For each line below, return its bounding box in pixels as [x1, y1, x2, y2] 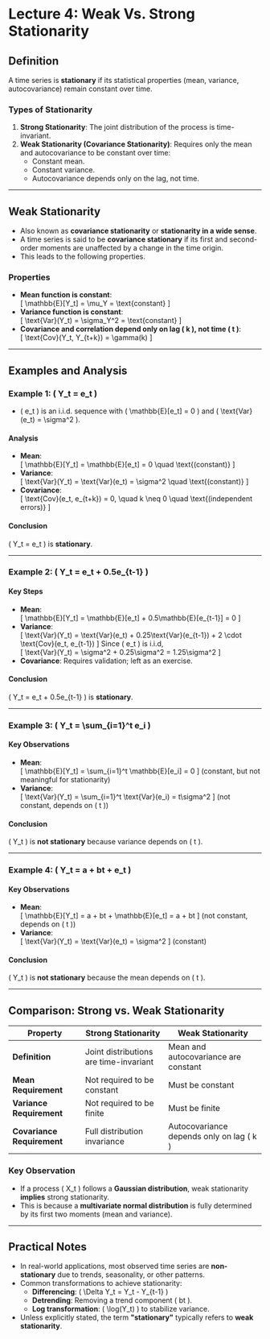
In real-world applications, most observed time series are [19, 1262, 210, 1271]
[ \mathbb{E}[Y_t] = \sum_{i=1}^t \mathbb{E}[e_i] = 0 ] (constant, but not [19, 766, 260, 776]
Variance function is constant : [19, 307, 124, 317]
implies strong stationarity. [19, 1192, 110, 1201]
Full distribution [84, 1126, 144, 1137]
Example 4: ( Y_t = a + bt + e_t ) [8, 864, 132, 876]
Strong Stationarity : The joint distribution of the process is [19, 122, 215, 132]
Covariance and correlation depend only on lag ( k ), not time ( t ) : [19, 324, 242, 334]
